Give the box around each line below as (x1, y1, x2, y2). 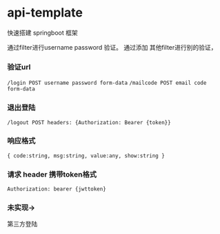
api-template (7, 5, 83, 21)
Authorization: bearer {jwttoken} (7, 186, 107, 193)
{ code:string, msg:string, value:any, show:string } (7, 152, 166, 159)
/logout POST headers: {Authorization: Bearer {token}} (7, 119, 171, 126)
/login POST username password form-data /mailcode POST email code (7, 79, 207, 87)
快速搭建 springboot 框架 (7, 28, 78, 37)
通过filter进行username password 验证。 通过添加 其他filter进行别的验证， (7, 43, 217, 51)
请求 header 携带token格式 (7, 169, 97, 179)
